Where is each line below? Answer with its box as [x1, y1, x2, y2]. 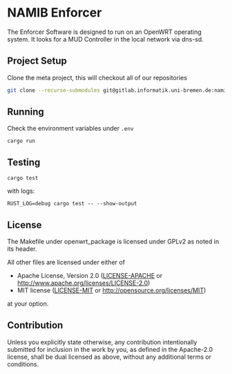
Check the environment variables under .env [7, 124, 134, 133]
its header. [7, 245, 37, 253]
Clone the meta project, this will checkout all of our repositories [7, 73, 188, 82]
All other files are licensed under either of [7, 258, 126, 267]
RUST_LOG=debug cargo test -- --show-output [7, 200, 137, 207]
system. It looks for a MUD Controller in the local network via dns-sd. [7, 35, 204, 43]
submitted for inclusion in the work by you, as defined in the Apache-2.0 [7, 345, 213, 353]
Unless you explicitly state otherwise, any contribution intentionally [7, 337, 197, 346]
